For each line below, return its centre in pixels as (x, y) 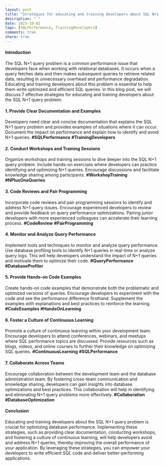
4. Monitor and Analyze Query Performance (51, 234)
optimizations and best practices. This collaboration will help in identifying (80, 389)
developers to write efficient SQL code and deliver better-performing (74, 453)
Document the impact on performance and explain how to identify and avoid (82, 132)
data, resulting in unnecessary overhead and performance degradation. (77, 79)
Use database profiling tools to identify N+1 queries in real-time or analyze (80, 250)
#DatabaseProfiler (24, 266)
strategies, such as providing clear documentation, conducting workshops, (81, 432)
